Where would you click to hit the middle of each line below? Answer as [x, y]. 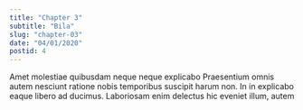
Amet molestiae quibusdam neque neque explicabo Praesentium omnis [142, 77]
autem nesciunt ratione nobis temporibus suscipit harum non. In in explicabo [151, 87]
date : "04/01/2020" [46, 43]
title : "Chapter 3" [46, 18]
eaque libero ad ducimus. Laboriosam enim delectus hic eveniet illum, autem [152, 96]
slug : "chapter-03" [46, 34]
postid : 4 [28, 51]
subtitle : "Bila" [42, 26]
